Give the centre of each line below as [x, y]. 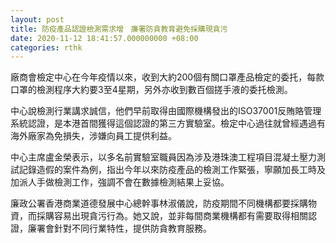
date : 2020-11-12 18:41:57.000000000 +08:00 [104, 38]
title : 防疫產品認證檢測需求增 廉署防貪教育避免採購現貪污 [119, 29]
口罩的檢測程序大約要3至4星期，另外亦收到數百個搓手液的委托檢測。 [151, 90]
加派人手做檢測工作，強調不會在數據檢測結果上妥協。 [120, 182]
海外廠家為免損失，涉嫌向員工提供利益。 [93, 136]
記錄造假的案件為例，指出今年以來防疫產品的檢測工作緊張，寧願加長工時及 [172, 170]
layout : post [37, 19]
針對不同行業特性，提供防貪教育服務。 [132, 228]
